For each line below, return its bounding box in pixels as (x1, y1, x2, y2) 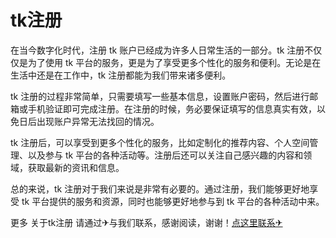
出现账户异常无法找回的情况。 (36, 115, 160, 127)
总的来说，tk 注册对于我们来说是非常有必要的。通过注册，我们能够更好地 (10, 182, 310, 195)
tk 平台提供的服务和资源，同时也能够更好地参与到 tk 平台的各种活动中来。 (21, 195, 325, 207)
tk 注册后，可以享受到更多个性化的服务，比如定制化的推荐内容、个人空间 (10, 136, 310, 148)
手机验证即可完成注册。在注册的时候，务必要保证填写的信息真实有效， (27, 102, 317, 115)
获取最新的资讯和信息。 (27, 161, 125, 173)
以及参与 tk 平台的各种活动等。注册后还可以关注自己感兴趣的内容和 (27, 149, 304, 161)
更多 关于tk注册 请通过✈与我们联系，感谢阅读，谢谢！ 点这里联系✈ (10, 216, 283, 228)
